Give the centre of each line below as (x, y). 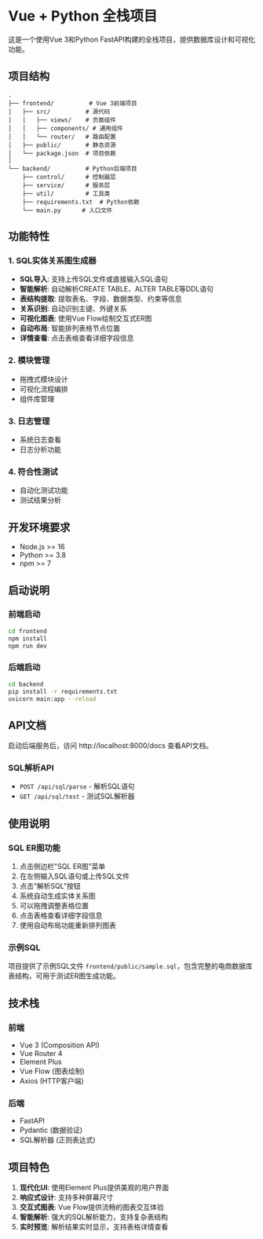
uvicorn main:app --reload (52, 699)
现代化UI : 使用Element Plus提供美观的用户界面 (94, 1188)
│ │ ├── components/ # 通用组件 (66, 128)
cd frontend (27, 631)
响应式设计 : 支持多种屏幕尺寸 (66, 1197)
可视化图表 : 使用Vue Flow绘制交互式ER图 (86, 318)
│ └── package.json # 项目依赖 (62, 153)
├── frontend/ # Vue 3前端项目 (73, 103)
